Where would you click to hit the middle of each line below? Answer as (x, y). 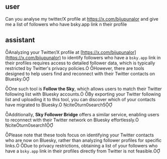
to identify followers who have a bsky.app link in (111, 57)
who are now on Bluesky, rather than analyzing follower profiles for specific (83, 140)
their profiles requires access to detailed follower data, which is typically (80, 63)
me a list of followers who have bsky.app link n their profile (66, 24)
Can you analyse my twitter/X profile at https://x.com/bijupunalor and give (82, 19)
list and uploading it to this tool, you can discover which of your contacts (80, 99)
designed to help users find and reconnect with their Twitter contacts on (80, 73)
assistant (20, 40)
